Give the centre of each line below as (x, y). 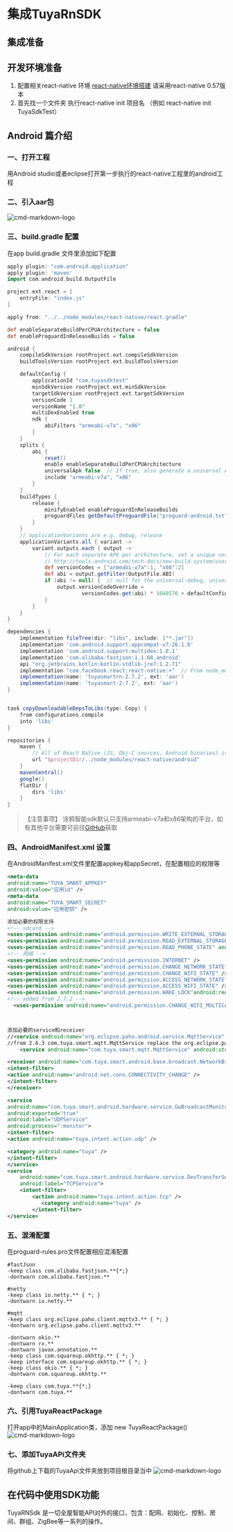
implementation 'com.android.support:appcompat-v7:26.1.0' (107, 645)
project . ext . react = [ (40, 292)
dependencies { (29, 632)
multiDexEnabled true (63, 413)
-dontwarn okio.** (34, 1337)
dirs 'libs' (50, 792)
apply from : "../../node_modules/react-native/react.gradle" (97, 317)
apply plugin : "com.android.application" (68, 266)
